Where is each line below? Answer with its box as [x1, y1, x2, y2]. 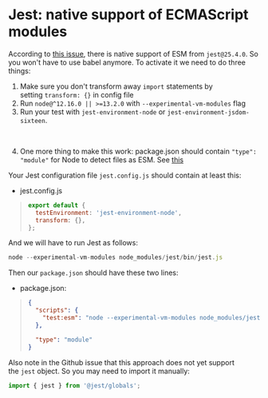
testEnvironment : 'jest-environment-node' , [35, 209, 182, 217]
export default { [27, 201, 86, 209]
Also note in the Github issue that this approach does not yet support [8, 357, 235, 367]
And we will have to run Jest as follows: [8, 238, 138, 248]
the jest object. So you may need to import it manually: [8, 366, 190, 376]
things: [8, 66, 31, 75]
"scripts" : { [35, 306, 79, 315]
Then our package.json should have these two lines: [8, 268, 179, 277]
